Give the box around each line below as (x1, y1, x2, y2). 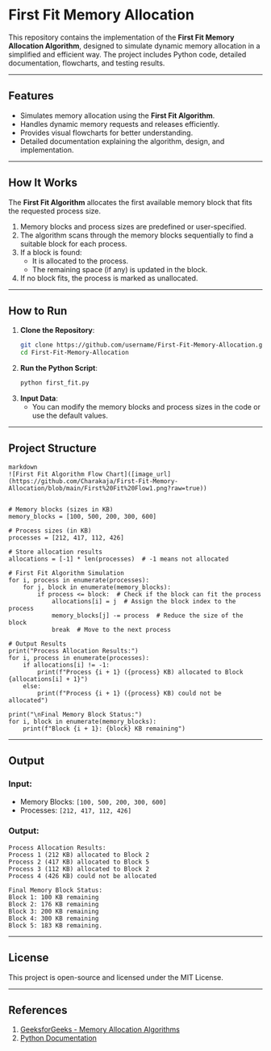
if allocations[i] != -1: (23, 661, 110, 669)
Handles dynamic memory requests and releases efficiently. (19, 119, 220, 128)
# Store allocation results (8, 548, 103, 556)
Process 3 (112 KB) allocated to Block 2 (8, 864, 150, 873)
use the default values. (31, 410, 109, 420)
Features (8, 89, 54, 103)
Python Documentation (19, 1033, 97, 1043)
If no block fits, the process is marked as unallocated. (19, 273, 198, 283)
